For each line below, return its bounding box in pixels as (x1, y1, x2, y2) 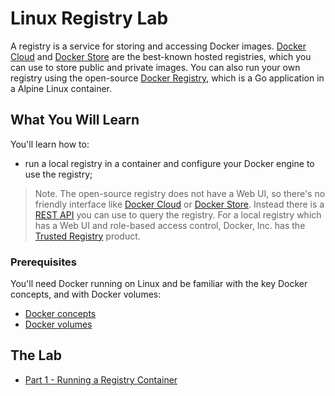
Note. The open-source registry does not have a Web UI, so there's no (34, 187, 326, 199)
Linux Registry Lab (10, 7, 169, 30)
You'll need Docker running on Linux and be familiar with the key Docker (10, 278, 308, 290)
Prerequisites (10, 255, 77, 269)
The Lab (10, 347, 62, 364)
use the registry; (24, 168, 93, 180)
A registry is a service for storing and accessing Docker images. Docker (10, 40, 307, 52)
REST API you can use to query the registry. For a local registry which (34, 208, 322, 221)
